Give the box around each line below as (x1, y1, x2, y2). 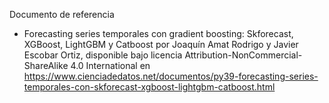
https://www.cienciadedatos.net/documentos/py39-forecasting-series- (23, 70, 319, 82)
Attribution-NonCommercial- (184, 49, 303, 61)
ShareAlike (23, 60, 69, 71)
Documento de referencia (9, 9, 115, 20)
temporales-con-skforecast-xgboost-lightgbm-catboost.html (23, 81, 276, 93)
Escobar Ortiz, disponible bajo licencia (23, 49, 183, 61)
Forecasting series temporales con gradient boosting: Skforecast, (23, 28, 294, 39)
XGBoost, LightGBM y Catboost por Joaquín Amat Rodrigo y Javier (23, 39, 299, 50)
